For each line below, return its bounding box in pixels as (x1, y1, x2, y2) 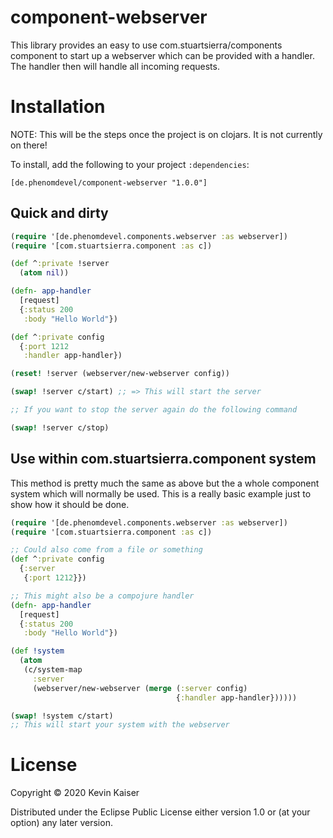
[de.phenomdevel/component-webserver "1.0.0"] (10, 177, 208, 188)
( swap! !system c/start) (10, 711, 114, 721)
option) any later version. (10, 817, 113, 829)
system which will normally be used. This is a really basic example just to (10, 487, 312, 500)
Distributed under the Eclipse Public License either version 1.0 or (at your (10, 806, 311, 818)
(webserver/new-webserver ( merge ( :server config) (32, 683, 248, 693)
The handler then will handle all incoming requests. (10, 60, 220, 72)
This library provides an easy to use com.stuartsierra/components (10, 39, 283, 51)
